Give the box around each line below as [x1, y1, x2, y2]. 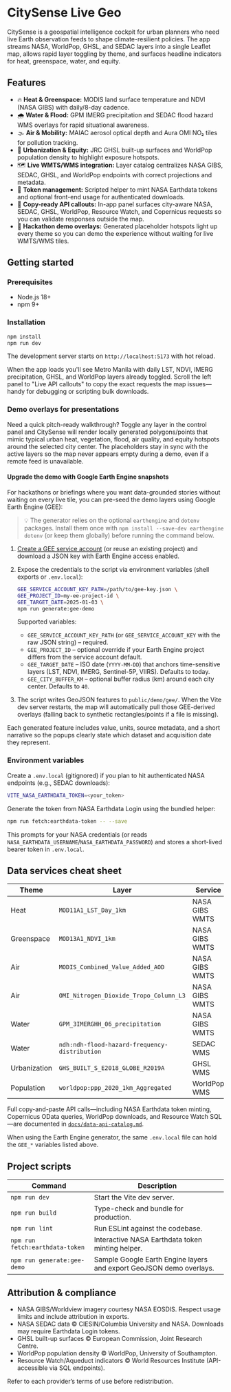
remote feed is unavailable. [7, 457, 84, 465]
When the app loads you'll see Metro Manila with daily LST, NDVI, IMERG [7, 366, 213, 374]
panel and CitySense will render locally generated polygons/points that [7, 428, 208, 436]
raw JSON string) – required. [27, 638, 109, 646]
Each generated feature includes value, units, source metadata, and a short [7, 724, 221, 732]
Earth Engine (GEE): [7, 502, 63, 511]
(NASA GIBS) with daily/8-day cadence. [16, 103, 130, 111]
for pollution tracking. [16, 138, 78, 146]
